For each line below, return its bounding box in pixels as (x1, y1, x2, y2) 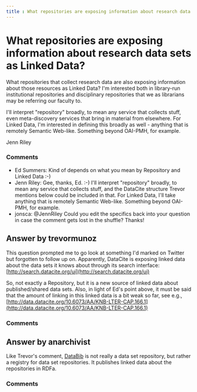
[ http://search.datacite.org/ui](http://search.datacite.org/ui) (6, 268, 150, 275)
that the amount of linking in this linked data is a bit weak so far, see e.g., (6, 292, 182, 299)
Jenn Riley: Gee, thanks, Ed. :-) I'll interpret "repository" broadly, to (14, 179, 178, 186)
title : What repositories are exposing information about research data (6, 8, 191, 15)
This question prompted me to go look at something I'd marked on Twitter (6, 249, 185, 256)
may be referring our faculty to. (6, 97, 82, 104)
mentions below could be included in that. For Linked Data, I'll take (14, 192, 176, 199)
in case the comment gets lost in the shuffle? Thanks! (14, 216, 145, 223)
